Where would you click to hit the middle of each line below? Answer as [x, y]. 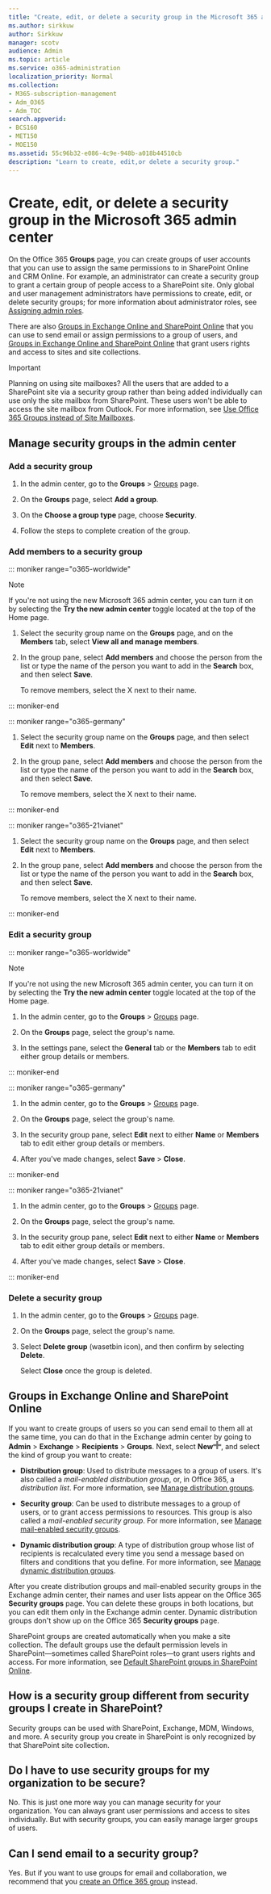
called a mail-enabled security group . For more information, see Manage [141, 1520]
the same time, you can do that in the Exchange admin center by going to [130, 1436]
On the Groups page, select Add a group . [89, 500]
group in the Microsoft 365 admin [123, 220]
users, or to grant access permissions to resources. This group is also [136, 1512]
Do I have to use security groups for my [109, 1771]
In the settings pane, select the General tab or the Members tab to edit [138, 1048]
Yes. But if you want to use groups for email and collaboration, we [118, 1873]
